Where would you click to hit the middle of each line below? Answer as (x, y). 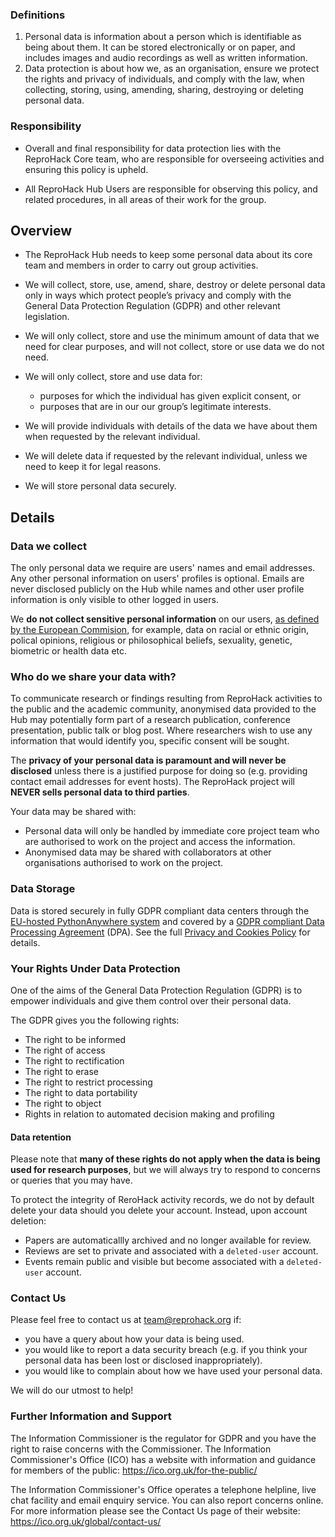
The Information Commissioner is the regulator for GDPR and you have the (163, 1438)
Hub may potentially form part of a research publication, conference (151, 720)
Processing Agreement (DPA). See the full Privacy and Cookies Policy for (160, 932)
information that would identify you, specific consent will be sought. (150, 741)
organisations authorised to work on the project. (124, 863)
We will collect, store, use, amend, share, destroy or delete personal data (175, 285)
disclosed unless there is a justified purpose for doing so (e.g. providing (159, 771)
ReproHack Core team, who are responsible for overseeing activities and (174, 159)
